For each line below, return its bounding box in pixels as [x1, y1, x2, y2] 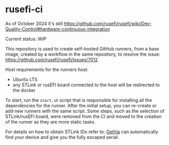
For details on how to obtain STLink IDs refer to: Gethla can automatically [5, 129, 159, 135]
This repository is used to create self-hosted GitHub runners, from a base [5, 45, 159, 52]
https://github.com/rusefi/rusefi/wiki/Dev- [64, 20, 152, 27]
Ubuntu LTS [12, 76, 38, 82]
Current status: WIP [5, 36, 47, 42]
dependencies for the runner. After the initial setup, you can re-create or [5, 102, 157, 108]
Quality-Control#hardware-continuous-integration [5, 26, 110, 32]
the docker [12, 87, 36, 93]
